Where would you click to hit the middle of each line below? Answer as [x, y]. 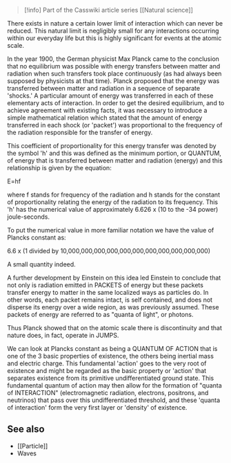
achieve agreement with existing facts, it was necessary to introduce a [107, 110]
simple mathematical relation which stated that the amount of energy [105, 118]
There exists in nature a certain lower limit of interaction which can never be [115, 23]
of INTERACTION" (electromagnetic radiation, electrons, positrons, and [108, 393]
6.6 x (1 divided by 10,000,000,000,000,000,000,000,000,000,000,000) [109, 251]
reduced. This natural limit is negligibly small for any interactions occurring [113, 31]
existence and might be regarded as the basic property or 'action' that [107, 371]
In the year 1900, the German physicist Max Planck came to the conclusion [113, 59]
